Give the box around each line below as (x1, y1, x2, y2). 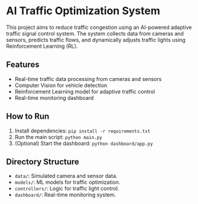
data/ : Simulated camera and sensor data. (14, 173, 118, 180)
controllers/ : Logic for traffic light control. (14, 185, 119, 192)
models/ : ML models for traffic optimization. (14, 179, 121, 186)
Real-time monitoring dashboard (14, 94, 94, 101)
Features (6, 60, 40, 70)
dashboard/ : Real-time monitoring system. (14, 191, 116, 199)
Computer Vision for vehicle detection (14, 82, 108, 89)
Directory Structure (6, 157, 80, 167)
